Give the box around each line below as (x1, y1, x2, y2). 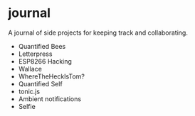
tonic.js (18, 87, 41, 95)
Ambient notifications (18, 94, 81, 103)
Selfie (18, 102, 36, 110)
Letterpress (18, 50, 53, 58)
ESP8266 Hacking (18, 57, 72, 65)
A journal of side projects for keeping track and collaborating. (8, 28, 188, 37)
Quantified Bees (18, 42, 66, 50)
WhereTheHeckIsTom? (18, 72, 85, 81)
